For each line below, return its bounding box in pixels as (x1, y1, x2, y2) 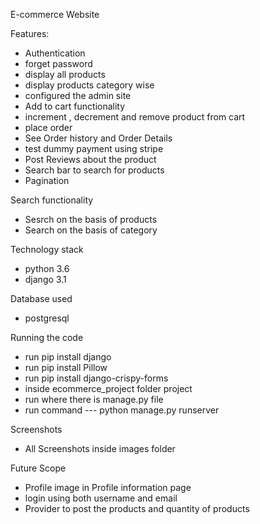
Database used (10, 293, 73, 304)
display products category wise (24, 79, 155, 91)
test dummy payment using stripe (24, 143, 164, 154)
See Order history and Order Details (24, 132, 173, 144)
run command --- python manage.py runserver (24, 404, 220, 416)
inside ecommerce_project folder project (24, 383, 193, 394)
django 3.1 (24, 274, 67, 285)
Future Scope (10, 462, 67, 474)
